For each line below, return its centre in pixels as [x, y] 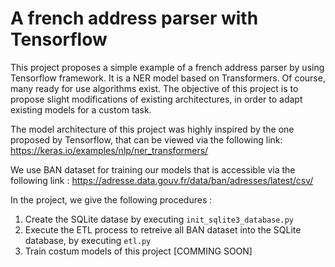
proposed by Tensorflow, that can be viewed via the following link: [146, 139]
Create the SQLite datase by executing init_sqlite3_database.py [159, 219]
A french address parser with [134, 18]
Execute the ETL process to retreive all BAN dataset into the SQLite [163, 229]
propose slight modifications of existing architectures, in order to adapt [156, 99]
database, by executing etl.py [88, 240]
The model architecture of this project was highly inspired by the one [152, 129]
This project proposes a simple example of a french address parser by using [167, 67]
